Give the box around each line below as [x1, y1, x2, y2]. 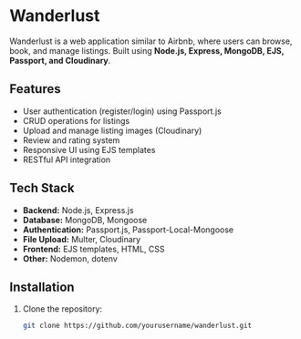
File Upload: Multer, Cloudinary [22, 233, 141, 244]
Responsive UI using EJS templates [22, 144, 156, 155]
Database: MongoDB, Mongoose [22, 214, 148, 225]
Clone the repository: [22, 303, 103, 314]
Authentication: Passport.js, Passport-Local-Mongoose [22, 224, 234, 235]
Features [9, 81, 61, 97]
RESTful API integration [22, 154, 111, 165]
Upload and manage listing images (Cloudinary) [22, 125, 202, 136]
